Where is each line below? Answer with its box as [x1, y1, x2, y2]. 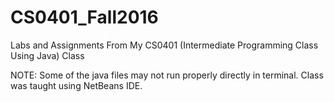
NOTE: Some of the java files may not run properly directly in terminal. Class [10, 69, 324, 81]
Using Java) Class [10, 49, 85, 61]
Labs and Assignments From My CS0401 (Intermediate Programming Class [10, 39, 319, 51]
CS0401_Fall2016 [10, 6, 159, 29]
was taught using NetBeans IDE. [10, 79, 143, 91]
